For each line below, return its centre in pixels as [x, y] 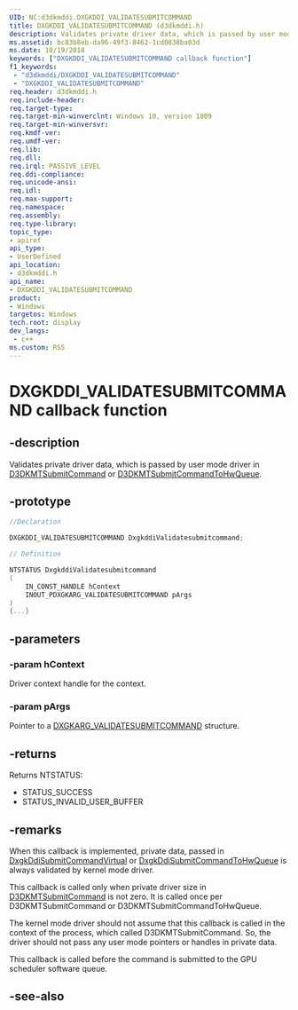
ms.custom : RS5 [37, 347]
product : [25, 298]
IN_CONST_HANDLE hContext [73, 587]
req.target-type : [41, 108]
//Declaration [35, 522]
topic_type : [31, 232]
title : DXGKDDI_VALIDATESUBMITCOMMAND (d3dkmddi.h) [106, 26]
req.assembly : [35, 215]
